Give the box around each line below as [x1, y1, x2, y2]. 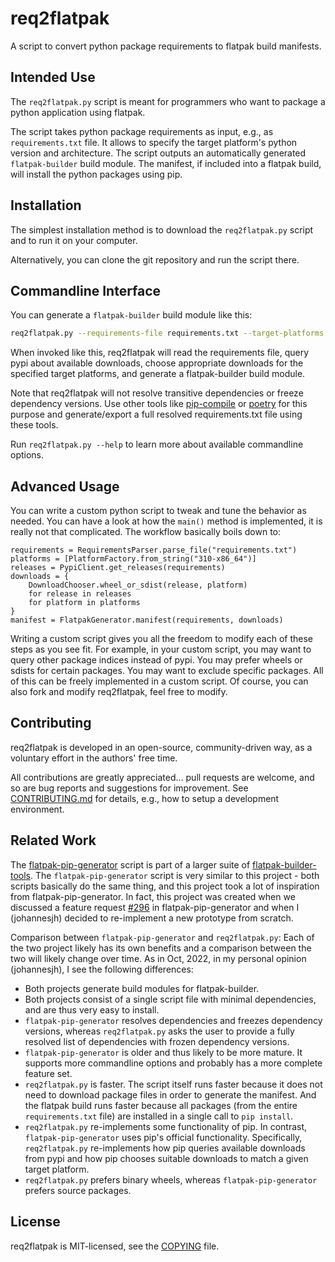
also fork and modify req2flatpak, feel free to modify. [10, 686, 228, 698]
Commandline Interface [10, 282, 162, 299]
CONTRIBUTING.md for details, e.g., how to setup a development [10, 792, 280, 804]
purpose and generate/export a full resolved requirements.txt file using [10, 408, 303, 421]
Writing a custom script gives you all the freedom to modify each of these [10, 633, 314, 645]
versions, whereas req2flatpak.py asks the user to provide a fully [24, 1025, 295, 1037]
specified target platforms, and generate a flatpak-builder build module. [10, 368, 306, 380]
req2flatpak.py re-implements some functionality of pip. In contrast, [24, 1120, 308, 1132]
